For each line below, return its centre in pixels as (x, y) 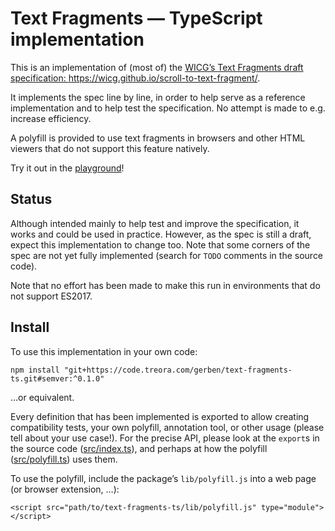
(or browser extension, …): (65, 489)
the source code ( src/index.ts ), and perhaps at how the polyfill (139, 448)
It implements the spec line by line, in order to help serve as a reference (158, 97)
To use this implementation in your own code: (104, 351)
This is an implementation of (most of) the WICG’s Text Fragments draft (157, 67)
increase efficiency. (51, 118)
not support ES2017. (51, 296)
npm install (35, 370)
